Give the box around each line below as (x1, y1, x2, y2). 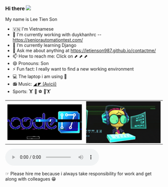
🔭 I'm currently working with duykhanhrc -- (12, 31, 101, 37)
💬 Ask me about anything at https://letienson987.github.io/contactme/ (12, 47, 156, 53)
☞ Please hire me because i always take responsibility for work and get (5, 170, 152, 177)
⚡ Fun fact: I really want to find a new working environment (12, 66, 134, 72)
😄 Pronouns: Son (12, 60, 49, 66)
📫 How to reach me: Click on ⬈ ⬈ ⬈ (12, 53, 88, 59)
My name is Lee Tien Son (5, 16, 57, 22)
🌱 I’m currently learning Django (12, 42, 76, 48)
